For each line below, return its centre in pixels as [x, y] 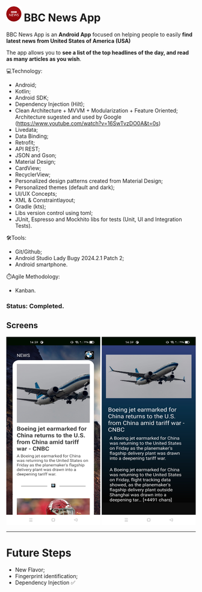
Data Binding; [32, 136]
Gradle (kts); [30, 206]
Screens [22, 326]
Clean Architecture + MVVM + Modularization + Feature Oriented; [96, 110]
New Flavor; [30, 570]
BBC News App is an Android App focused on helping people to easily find [99, 34]
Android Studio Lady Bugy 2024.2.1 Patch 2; [69, 258]
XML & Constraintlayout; [45, 200]
